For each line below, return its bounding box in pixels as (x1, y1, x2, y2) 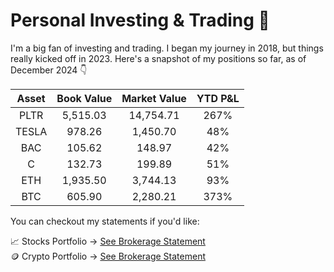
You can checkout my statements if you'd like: (10, 215, 200, 227)
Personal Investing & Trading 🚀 (10, 9, 270, 32)
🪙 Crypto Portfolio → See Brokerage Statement (10, 250, 206, 262)
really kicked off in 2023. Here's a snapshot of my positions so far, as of (10, 52, 307, 64)
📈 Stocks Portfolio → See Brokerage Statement (10, 235, 206, 247)
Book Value (56, 91, 113, 105)
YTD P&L (196, 91, 240, 105)
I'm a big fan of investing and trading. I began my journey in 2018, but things (10, 42, 324, 54)
